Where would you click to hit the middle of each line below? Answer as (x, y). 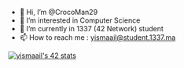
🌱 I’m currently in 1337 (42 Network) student (91, 29)
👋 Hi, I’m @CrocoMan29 (59, 12)
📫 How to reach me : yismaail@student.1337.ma (98, 38)
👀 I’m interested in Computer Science (80, 20)
